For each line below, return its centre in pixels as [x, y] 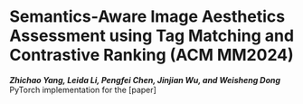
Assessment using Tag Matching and [152, 36]
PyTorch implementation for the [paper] [83, 90]
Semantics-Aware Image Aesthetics [147, 17]
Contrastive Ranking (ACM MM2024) [151, 55]
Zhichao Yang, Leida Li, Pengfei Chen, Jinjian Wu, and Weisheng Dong [145, 80]
